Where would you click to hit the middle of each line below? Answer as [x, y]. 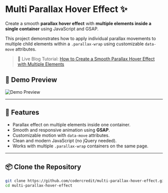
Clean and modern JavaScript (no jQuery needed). [64, 140]
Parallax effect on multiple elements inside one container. [71, 124]
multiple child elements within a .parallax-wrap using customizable [74, 44]
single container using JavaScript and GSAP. [52, 29]
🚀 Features [22, 113]
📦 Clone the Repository [43, 167]
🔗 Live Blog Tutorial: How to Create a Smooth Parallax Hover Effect [86, 59]
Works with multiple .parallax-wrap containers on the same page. [80, 146]
